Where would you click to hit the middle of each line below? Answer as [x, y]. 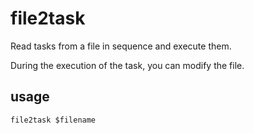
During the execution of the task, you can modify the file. [127, 65]
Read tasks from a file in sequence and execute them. [121, 46]
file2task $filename [53, 120]
